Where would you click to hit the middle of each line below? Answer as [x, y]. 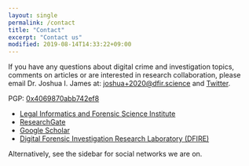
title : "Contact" [37, 30]
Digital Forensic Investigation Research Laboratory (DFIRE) [114, 139]
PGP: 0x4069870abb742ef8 [54, 99]
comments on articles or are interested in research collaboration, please [124, 75]
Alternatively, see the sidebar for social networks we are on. [105, 154]
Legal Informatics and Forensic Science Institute [97, 114]
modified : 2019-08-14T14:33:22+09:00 [70, 45]
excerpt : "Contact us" [45, 37]
